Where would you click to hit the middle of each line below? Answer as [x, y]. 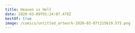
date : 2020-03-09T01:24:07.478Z [38, 14]
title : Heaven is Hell [28, 9]
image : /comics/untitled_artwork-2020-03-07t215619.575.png [68, 23]
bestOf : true [18, 18]
